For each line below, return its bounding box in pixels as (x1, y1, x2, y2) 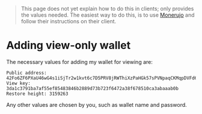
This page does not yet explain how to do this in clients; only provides (20, 5, 194, 12)
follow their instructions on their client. (20, 18, 117, 24)
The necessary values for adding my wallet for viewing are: (6, 58, 153, 65)
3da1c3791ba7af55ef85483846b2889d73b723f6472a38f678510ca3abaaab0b (6, 85, 179, 91)
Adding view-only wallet (6, 39, 131, 53)
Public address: (6, 70, 47, 76)
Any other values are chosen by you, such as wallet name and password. (6, 101, 188, 108)
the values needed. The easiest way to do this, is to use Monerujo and (20, 11, 195, 19)
